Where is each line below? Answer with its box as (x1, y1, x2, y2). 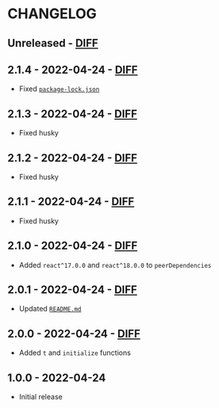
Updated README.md (18, 304, 82, 314)
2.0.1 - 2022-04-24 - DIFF (7, 283, 138, 297)
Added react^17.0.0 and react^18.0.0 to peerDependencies (18, 260, 212, 269)
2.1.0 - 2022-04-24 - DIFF (7, 239, 138, 253)
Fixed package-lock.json (18, 84, 100, 93)
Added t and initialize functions (18, 348, 132, 357)
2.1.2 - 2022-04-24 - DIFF (7, 151, 138, 165)
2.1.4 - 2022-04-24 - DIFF (7, 63, 138, 76)
